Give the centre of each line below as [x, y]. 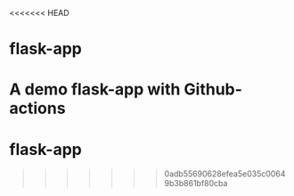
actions [37, 108]
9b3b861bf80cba [196, 184]
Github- [213, 90]
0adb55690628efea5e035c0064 [225, 174]
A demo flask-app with [95, 90]
